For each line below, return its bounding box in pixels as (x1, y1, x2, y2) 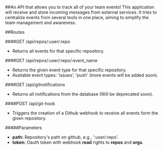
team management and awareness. (5, 20, 77, 25)
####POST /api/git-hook (5, 101, 55, 107)
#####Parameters (5, 125, 42, 130)
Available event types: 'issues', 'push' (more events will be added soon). (12, 72, 159, 78)
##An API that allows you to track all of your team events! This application (5, 4, 155, 10)
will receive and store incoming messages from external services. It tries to (5, 9, 157, 15)
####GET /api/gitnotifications (5, 82, 65, 87)
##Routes (5, 29, 25, 35)
